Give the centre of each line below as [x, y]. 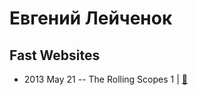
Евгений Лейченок [91, 18]
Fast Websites [55, 55]
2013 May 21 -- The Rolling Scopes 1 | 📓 [105, 79]
